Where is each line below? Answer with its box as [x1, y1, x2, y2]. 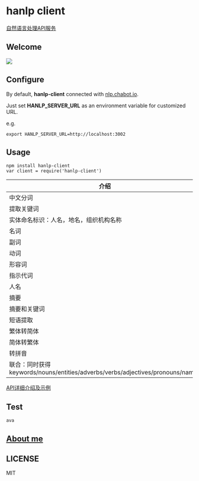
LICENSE [6, 454, 40, 464]
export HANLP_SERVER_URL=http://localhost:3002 [6, 131, 126, 137]
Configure [6, 75, 44, 85]
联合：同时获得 [9, 361, 52, 369]
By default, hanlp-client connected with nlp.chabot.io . [6, 90, 139, 97]
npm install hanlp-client [6, 163, 70, 169]
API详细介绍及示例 [6, 384, 52, 391]
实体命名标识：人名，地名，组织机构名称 [9, 216, 123, 224]
